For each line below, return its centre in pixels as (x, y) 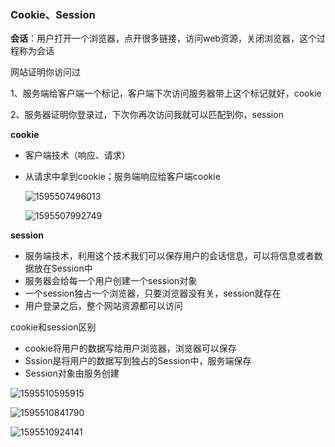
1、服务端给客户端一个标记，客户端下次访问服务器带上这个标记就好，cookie (166, 93)
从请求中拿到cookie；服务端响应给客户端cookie (122, 177)
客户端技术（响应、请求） (77, 155)
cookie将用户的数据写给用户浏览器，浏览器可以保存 (130, 348)
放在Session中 (63, 268)
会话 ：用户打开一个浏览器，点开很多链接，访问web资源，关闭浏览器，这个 (163, 38)
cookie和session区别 (53, 327)
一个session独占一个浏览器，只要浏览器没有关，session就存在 (153, 293)
